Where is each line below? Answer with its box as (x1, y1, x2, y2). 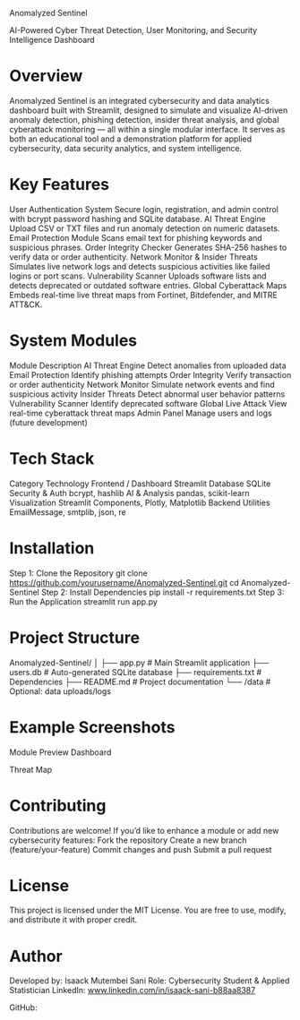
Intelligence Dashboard (9, 35, 96, 45)
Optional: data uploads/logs (9, 685, 112, 697)
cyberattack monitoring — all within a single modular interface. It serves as (9, 124, 286, 134)
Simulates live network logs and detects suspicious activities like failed (9, 261, 270, 271)
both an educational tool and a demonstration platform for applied (9, 133, 253, 144)
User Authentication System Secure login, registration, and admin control (9, 203, 279, 214)
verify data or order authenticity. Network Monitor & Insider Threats (9, 251, 258, 262)
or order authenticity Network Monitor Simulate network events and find (9, 379, 275, 390)
